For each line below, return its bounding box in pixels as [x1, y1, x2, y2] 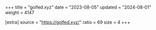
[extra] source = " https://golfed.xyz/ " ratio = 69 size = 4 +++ [5, 19, 131, 25]
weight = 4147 [5, 9, 34, 15]
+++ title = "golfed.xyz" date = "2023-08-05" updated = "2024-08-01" [5, 4, 152, 10]
